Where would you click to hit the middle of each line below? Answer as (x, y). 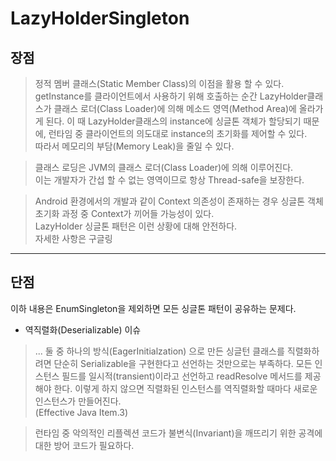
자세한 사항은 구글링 (73, 238)
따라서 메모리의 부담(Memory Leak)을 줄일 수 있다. (134, 146)
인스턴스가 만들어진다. (78, 401)
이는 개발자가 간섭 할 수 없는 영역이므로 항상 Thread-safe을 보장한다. (169, 180)
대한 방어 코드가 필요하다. (84, 445)
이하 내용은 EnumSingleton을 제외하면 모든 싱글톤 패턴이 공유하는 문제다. (153, 308)
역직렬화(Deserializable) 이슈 (83, 329)
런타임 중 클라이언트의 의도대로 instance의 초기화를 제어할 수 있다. (178, 133)
